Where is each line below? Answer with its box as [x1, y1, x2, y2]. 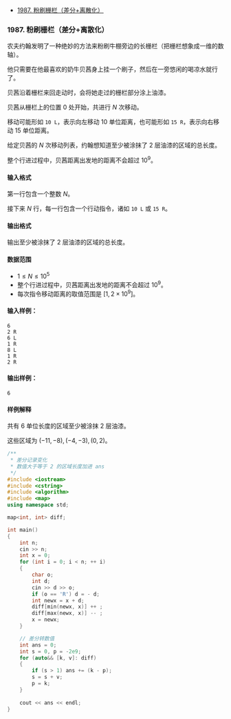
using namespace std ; [7, 502, 69, 509]
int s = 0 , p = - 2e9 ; [19, 648, 81, 655]
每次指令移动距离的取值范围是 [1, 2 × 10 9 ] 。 [16, 288, 140, 298]
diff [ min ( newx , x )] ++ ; [32, 603, 103, 611]
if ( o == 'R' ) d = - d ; [32, 591, 100, 598]
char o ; [32, 571, 54, 578]
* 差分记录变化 [10, 457, 47, 464]
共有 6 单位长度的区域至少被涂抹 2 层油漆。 [7, 422, 130, 430]
